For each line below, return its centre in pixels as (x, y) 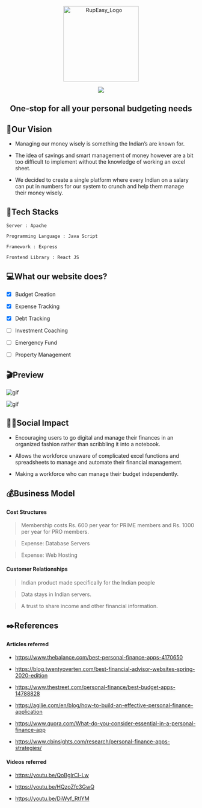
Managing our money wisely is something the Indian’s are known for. (100, 144)
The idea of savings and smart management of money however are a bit (104, 156)
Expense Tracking (37, 306)
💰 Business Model (41, 494)
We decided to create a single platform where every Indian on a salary (102, 180)
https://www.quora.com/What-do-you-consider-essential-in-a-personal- (105, 723)
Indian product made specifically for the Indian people (88, 582)
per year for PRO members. (55, 532)
